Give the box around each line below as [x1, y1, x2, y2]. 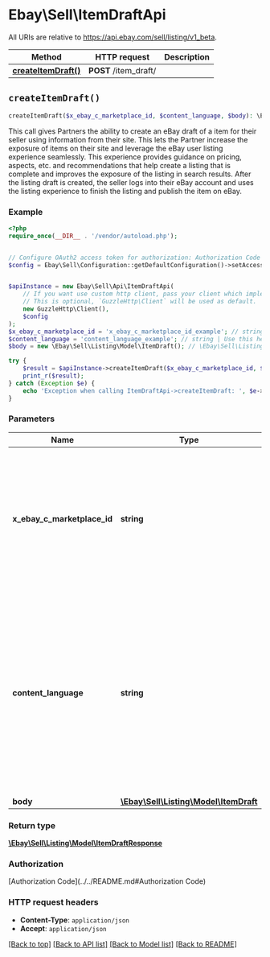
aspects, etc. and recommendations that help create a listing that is [8, 160, 231, 170]
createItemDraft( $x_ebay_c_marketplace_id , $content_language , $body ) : [8, 111, 253, 120]
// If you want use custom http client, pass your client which [22, 290, 243, 299]
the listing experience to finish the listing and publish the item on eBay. [8, 186, 243, 196]
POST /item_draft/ [88, 64, 157, 76]
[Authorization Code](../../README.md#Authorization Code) [8, 877, 207, 886]
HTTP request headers [8, 897, 99, 908]
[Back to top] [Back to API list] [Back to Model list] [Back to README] [8, 939, 237, 949]
